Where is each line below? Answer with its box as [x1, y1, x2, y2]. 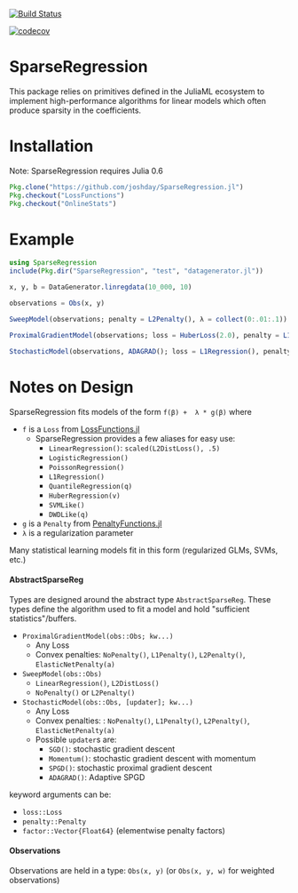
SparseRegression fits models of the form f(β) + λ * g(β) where [9, 406, 253, 417]
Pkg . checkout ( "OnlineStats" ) [9, 199, 117, 208]
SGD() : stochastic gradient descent [48, 743, 176, 754]
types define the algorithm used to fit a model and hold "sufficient [9, 603, 250, 614]
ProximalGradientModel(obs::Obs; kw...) [21, 632, 174, 641]
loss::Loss [21, 808, 63, 817]
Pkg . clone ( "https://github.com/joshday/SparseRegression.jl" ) [9, 182, 244, 191]
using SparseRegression [9, 259, 98, 267]
